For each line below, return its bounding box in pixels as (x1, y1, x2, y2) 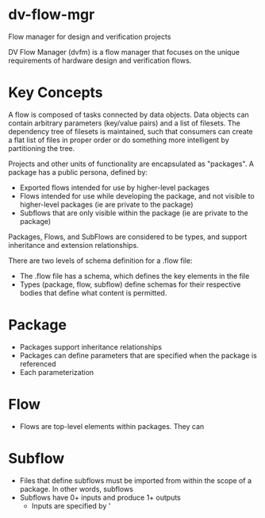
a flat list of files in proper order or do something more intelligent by (8, 135, 230, 145)
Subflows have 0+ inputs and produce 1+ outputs (19, 493, 181, 502)
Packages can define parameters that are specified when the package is (19, 350, 258, 360)
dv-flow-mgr (8, 6, 95, 24)
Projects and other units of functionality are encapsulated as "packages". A (8, 159, 254, 168)
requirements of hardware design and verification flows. (8, 56, 192, 65)
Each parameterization (19, 367, 94, 377)
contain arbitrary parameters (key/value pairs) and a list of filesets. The (8, 118, 240, 128)
